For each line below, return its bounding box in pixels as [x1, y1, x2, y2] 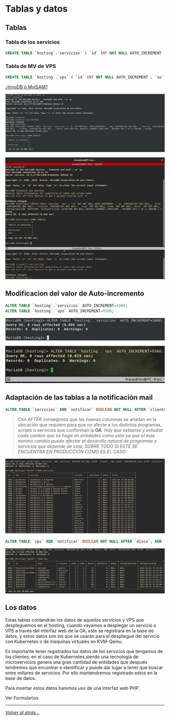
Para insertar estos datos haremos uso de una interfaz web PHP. [5, 685, 140, 691]
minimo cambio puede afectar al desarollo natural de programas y [17, 438, 157, 444]
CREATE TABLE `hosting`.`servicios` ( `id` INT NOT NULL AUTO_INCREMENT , [5, 50, 166, 56]
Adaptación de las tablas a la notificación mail [5, 393, 153, 402]
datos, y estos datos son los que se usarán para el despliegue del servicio [5, 633, 160, 639]
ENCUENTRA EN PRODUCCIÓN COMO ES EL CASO [17, 448, 126, 454]
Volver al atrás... [5, 709, 40, 715]
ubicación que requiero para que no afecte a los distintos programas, [17, 421, 162, 427]
